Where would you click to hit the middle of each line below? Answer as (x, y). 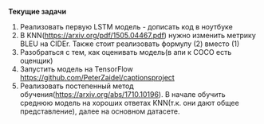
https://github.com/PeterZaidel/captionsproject (97, 77)
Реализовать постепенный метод (77, 86)
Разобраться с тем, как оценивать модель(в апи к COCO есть (126, 52)
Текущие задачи (37, 12)
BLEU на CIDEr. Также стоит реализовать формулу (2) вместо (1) (130, 44)
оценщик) (36, 60)
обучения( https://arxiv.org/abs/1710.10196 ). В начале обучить (122, 94)
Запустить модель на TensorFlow (76, 69)
